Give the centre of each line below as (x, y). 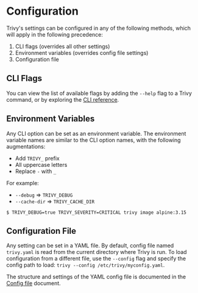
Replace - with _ (36, 171)
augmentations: (26, 146)
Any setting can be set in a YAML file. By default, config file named (90, 245)
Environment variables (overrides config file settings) (82, 52)
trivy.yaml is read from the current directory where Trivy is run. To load (97, 252)
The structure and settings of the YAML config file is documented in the (96, 277)
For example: (23, 183)
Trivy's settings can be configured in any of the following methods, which (98, 28)
